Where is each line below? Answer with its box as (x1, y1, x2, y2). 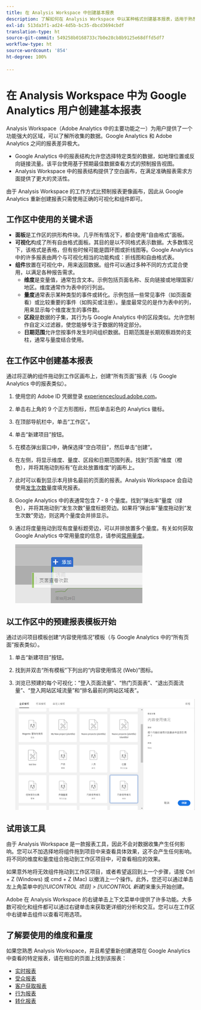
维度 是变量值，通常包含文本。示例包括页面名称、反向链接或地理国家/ (23, 276, 194, 284)
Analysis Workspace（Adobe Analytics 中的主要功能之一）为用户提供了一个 (6, 125, 193, 132)
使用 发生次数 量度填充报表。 (14, 484, 84, 492)
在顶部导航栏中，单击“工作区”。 (14, 418, 94, 426)
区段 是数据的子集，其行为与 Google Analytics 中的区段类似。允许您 (23, 313, 190, 321)
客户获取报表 (14, 982, 47, 989)
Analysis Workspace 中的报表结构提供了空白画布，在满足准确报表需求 (14, 167, 187, 174)
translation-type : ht (6, 29, 60, 35)
